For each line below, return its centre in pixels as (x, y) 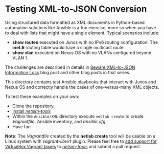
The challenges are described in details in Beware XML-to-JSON (70, 67)
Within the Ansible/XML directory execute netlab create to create (78, 116)
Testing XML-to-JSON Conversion (76, 9)
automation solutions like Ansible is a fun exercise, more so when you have (81, 27)
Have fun (21, 126)
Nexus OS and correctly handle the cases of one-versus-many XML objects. (82, 87)
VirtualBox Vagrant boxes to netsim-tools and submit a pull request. (73, 146)
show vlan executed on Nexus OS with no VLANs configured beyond (82, 53)
